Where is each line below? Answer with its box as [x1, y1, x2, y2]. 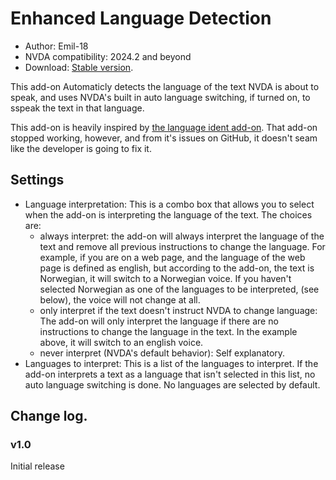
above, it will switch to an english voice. [39, 336, 204, 348]
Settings [10, 172, 65, 189]
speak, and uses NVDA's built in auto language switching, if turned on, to [10, 91, 311, 103]
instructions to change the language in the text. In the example [39, 325, 298, 337]
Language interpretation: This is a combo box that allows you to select [24, 198, 315, 210]
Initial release [10, 460, 65, 472]
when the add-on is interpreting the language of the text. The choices [24, 208, 313, 221]
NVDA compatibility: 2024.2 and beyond [24, 50, 192, 62]
